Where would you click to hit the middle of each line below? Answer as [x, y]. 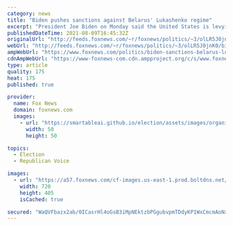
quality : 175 [26, 71]
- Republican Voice [42, 161]
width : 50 [40, 129]
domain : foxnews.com [43, 110]
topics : [18, 148]
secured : [20, 212]
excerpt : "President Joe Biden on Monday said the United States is [108, 26]
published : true [31, 85]
